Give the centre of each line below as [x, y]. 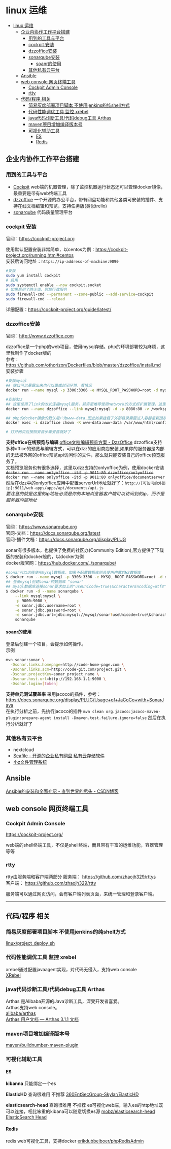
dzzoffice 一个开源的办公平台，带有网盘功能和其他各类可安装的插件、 [86, 199]
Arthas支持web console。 [33, 1007]
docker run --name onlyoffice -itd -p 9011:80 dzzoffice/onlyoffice [80, 473]
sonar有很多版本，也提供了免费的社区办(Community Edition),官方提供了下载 [85, 550]
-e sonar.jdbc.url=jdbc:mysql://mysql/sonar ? [64, 615]
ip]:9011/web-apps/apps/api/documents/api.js [55, 488]
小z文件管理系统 [30, 762]
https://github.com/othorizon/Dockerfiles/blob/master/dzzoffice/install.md [83, 365]
